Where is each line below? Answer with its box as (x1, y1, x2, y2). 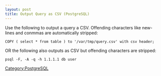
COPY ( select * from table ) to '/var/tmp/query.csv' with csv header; (5, 39, 155, 44)
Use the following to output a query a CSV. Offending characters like (5, 25, 141, 30)
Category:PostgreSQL (5, 65, 49, 71)
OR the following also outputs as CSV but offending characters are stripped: (5, 48, 156, 53)
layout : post (5, 7, 31, 12)
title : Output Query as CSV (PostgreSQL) (5, 12, 90, 16)
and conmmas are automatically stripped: (15, 30, 98, 36)
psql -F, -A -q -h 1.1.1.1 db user (5, 57, 77, 62)
